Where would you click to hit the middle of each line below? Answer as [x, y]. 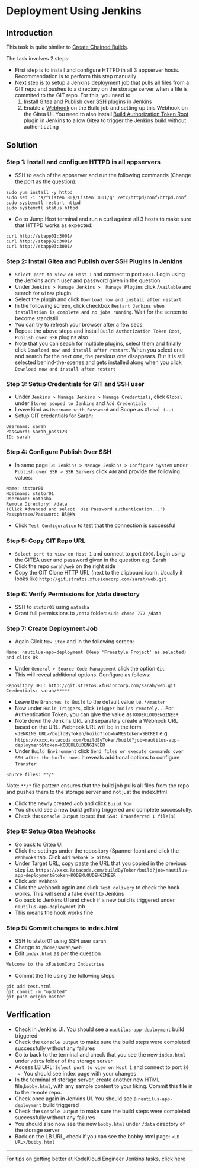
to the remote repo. [38, 1092]
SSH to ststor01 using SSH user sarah [60, 941]
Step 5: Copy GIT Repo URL [46, 541]
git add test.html [29, 986]
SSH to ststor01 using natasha [52, 607]
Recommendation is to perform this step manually [76, 76]
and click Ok [22, 658]
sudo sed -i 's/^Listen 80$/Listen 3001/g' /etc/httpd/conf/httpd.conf [96, 197]
